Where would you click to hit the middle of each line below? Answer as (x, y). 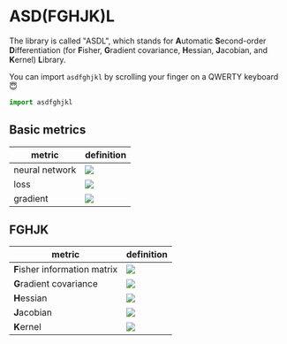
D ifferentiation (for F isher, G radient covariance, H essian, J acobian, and (138, 50)
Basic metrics (48, 130)
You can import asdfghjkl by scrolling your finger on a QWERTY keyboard (144, 76)
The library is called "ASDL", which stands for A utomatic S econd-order (138, 41)
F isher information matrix (65, 270)
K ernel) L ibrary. (38, 59)
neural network (45, 170)
